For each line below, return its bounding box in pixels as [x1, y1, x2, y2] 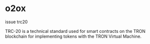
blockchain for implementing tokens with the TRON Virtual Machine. [5, 33, 142, 39]
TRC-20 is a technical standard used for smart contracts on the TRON [5, 28, 146, 34]
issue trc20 [5, 19, 28, 25]
